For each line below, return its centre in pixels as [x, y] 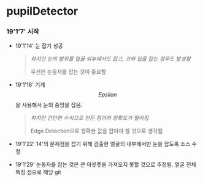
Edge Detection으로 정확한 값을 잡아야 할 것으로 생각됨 [97, 131]
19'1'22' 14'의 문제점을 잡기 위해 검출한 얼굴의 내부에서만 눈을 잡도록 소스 [103, 144]
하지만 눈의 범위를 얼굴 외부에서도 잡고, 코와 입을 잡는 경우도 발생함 [111, 59]
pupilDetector [42, 11]
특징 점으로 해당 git [38, 172]
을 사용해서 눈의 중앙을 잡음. [49, 105]
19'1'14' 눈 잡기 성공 [39, 46]
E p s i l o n [107, 95]
